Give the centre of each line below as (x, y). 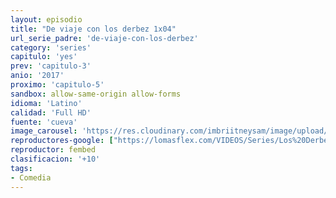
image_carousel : (44, 131)
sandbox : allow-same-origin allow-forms (96, 94)
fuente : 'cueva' (44, 122)
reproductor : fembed (53, 150)
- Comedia (31, 177)
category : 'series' (51, 47)
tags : (21, 168)
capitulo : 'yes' (44, 57)
